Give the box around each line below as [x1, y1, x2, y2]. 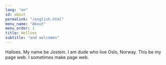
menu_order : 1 [5, 26, 35, 31]
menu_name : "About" [5, 21, 46, 26]
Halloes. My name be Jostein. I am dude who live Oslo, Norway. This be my [5, 48, 161, 55]
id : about [5, 12, 26, 17]
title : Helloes [5, 30, 37, 35]
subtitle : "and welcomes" [5, 35, 59, 40]
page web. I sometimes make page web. [5, 54, 89, 60]
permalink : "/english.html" [5, 16, 64, 21]
